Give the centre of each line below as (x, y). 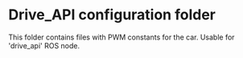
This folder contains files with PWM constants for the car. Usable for (121, 37)
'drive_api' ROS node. (44, 45)
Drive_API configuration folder (112, 15)
